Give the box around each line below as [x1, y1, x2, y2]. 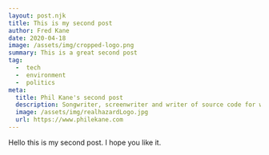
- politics [15, 78, 56, 86]
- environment [15, 71, 66, 79]
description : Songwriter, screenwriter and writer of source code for [15, 101, 256, 109]
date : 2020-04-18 [8, 34, 66, 42]
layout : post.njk [8, 11, 66, 20]
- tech [15, 64, 42, 72]
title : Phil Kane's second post [15, 93, 124, 101]
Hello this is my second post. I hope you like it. [8, 137, 162, 147]
